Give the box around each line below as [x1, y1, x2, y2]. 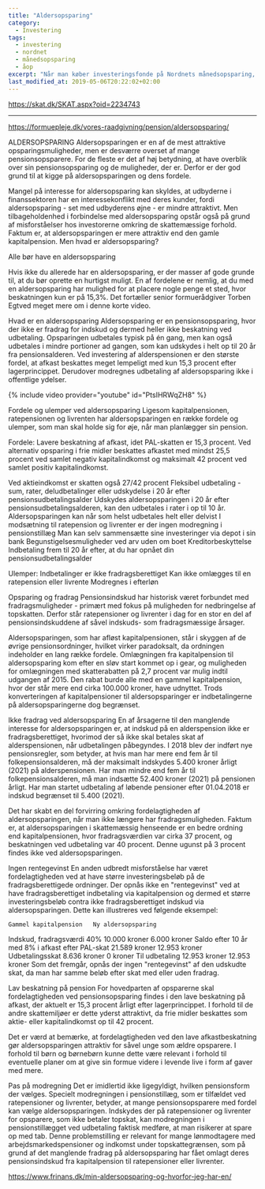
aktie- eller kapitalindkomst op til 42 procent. [8, 1016, 154, 1026]
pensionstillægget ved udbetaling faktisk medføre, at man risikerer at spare [8, 1123, 252, 1132]
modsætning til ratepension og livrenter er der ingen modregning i [8, 519, 222, 529]
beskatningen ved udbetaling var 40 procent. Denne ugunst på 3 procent [8, 839, 246, 849]
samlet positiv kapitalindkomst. [8, 463, 109, 472]
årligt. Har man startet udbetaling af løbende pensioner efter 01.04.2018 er [8, 782, 250, 792]
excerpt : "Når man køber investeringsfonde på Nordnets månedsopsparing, [8, 70, 256, 78]
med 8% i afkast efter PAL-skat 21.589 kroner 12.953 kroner [8, 943, 203, 952]
